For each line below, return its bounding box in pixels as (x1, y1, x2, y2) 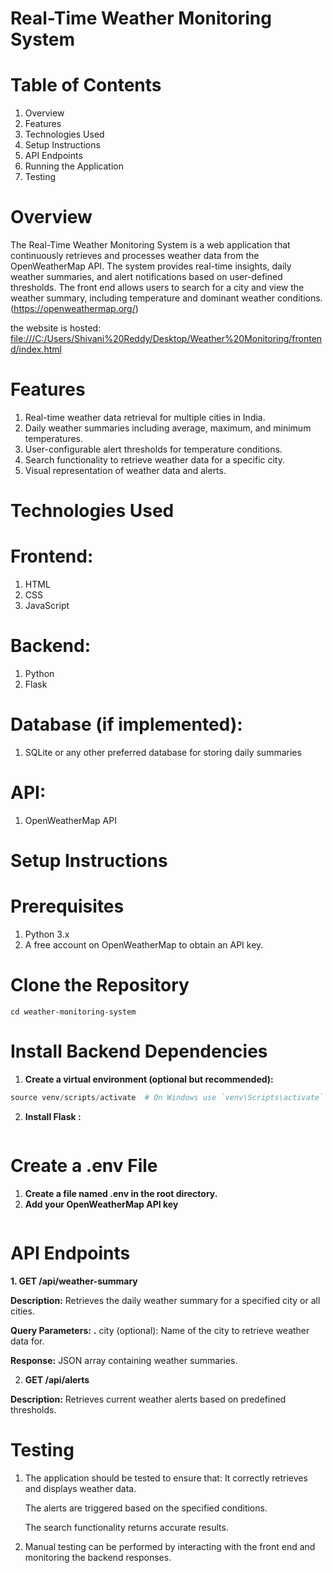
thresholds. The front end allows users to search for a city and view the (10, 282, 305, 294)
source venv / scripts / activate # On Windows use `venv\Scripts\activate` (10, 1092, 325, 1102)
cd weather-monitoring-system (10, 1007, 137, 1017)
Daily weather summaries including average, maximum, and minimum (24, 422, 312, 434)
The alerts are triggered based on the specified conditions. (24, 1502, 268, 1514)
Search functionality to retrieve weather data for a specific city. (24, 454, 285, 466)
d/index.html (10, 343, 62, 356)
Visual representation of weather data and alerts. (24, 465, 227, 476)
